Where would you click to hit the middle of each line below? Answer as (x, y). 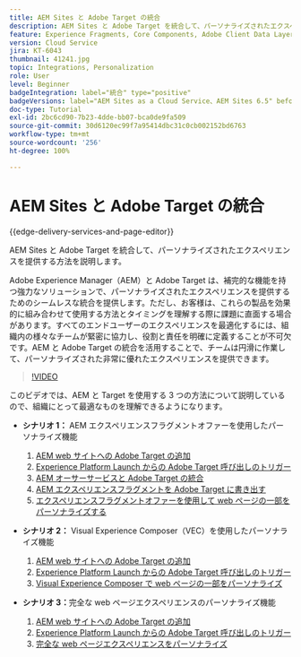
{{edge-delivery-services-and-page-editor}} (92, 231)
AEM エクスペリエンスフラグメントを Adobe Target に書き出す (150, 488)
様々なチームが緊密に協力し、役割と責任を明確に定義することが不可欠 (162, 336)
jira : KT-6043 (36, 51)
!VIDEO (44, 376)
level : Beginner (39, 84)
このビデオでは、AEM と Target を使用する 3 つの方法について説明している (147, 394)
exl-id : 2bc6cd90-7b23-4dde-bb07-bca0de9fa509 (98, 117)
